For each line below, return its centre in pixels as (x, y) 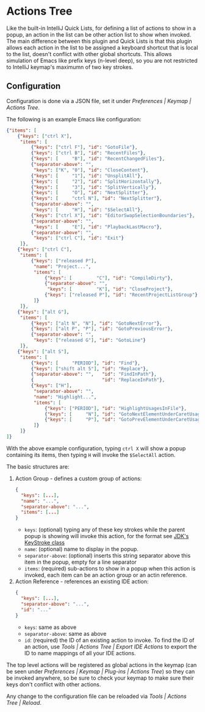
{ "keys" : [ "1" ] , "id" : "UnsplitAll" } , (87, 176)
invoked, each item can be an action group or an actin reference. (106, 575)
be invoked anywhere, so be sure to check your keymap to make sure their (100, 678)
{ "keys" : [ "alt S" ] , (43, 351)
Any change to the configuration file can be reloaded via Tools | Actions (97, 696)
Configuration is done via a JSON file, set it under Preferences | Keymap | (99, 101)
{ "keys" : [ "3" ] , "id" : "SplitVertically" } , (94, 187)
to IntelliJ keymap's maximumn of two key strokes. (70, 67)
